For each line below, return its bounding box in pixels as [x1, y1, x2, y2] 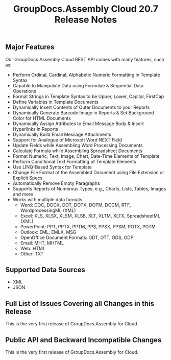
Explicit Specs [12, 175, 43, 181]
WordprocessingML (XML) [20, 207, 76, 213]
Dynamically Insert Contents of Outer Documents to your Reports [12, 104, 150, 110]
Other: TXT [20, 251, 44, 257]
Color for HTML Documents [12, 115, 71, 121]
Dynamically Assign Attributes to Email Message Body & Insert [12, 121, 144, 127]
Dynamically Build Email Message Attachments [12, 131, 111, 137]
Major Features [5, 43, 55, 52]
